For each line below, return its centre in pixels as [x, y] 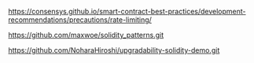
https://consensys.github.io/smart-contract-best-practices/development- [127, 11]
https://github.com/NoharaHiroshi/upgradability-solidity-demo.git [114, 50]
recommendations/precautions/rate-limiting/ [80, 20]
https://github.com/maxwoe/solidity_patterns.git [86, 35]
